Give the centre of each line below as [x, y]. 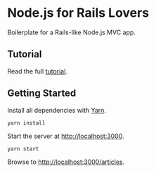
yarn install [26, 123]
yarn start [23, 148]
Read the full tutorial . [38, 71]
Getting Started [42, 94]
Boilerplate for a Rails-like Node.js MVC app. [71, 32]
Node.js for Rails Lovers [78, 13]
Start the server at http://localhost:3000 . [66, 136]
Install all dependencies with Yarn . [57, 110]
